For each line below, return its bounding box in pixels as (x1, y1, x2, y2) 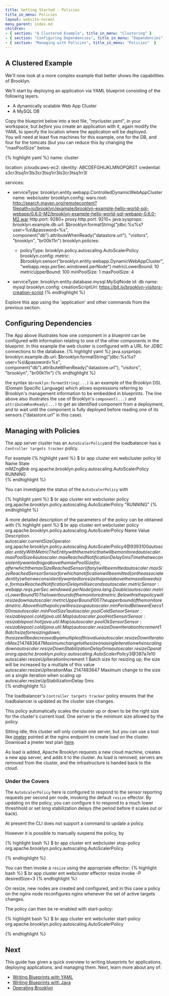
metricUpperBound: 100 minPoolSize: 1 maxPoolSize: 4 (20, 269, 134, 275)
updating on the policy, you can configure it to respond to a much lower (5, 800, 153, 806)
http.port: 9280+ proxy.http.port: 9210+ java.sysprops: (29, 216, 143, 222)
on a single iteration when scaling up (5, 672, 81, 678)
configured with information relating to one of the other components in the (5, 338, 159, 344)
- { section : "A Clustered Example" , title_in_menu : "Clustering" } (5, 31, 152, 36)
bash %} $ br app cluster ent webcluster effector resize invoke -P (5, 870, 141, 876)
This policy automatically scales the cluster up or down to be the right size (5, 708, 159, 714)
